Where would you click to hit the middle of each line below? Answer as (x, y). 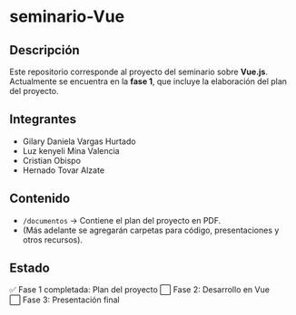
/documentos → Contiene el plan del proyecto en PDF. (122, 220)
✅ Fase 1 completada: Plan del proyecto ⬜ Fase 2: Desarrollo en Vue (140, 290)
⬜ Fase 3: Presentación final (64, 300)
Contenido (40, 199)
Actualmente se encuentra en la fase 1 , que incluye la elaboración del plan (148, 81)
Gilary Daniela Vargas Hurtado (79, 141)
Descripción (44, 50)
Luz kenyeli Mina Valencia (71, 150)
